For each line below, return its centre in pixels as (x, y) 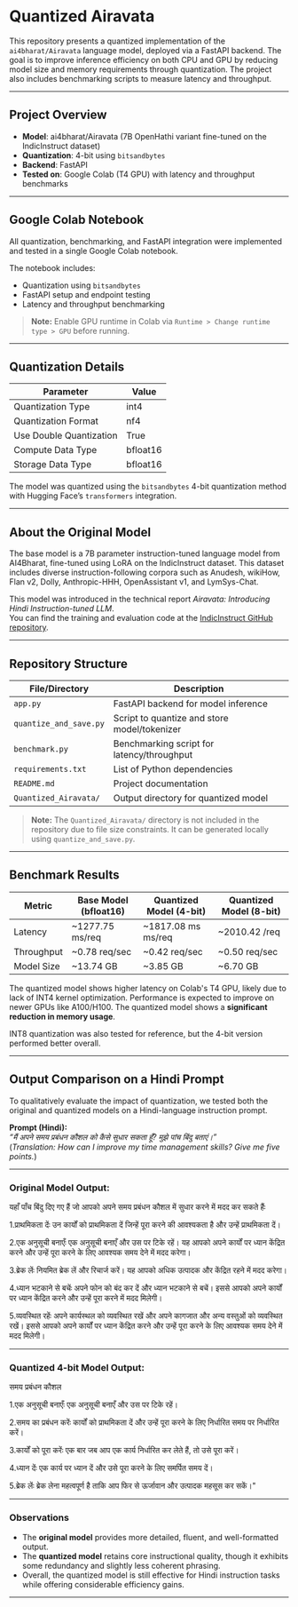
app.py (27, 704)
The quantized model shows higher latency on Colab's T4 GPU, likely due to (148, 988)
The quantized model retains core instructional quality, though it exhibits (155, 1555)
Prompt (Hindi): (39, 1127)
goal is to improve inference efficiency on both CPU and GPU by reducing (144, 60)
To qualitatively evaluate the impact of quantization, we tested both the (139, 1101)
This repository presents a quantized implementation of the (118, 41)
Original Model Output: (59, 1188)
